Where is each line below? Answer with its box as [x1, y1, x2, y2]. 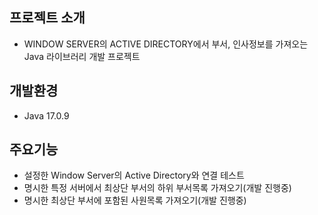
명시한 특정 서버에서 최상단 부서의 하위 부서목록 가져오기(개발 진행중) [23, 182, 292, 194]
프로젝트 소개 [9, 9, 86, 27]
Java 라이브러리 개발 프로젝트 [23, 50, 141, 62]
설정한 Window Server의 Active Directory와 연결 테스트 [23, 169, 245, 182]
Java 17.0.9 [23, 109, 70, 122]
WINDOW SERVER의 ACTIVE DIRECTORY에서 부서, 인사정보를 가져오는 [23, 38, 309, 50]
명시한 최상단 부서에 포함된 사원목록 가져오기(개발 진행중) [23, 194, 247, 207]
